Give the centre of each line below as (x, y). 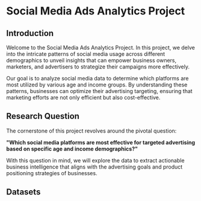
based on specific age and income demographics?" (72, 149)
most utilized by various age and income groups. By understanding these (97, 85)
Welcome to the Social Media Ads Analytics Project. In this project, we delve (101, 47)
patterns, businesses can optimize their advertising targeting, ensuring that (99, 91)
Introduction (30, 33)
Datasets (23, 192)
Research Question (43, 116)
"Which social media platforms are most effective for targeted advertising (101, 142)
